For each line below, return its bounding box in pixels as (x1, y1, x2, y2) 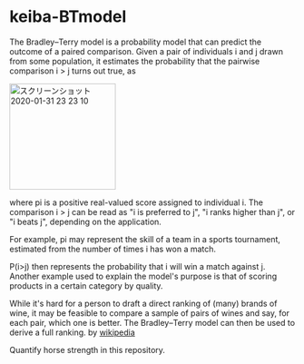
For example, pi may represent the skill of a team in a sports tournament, (9, 233, 281, 244)
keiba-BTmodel (9, 6, 127, 27)
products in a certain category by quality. (9, 280, 163, 291)
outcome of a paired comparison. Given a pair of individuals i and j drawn (9, 45, 284, 56)
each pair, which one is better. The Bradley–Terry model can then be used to (9, 317, 296, 328)
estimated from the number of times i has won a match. (9, 243, 216, 254)
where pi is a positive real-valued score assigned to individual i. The (9, 197, 263, 208)
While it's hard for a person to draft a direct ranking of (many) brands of (9, 298, 278, 309)
